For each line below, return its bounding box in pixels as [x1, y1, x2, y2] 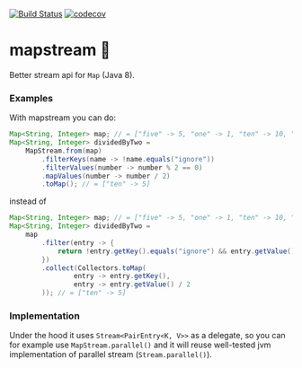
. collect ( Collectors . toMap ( [41, 263, 147, 273]
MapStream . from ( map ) [25, 146, 102, 155]
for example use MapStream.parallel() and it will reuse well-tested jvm [9, 339, 271, 350]
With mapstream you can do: [9, 112, 117, 123]
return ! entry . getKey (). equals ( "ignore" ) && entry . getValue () [57, 247, 296, 256]
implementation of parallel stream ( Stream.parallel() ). [9, 349, 213, 360]
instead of [9, 196, 47, 206]
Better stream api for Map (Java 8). [9, 69, 135, 80]
